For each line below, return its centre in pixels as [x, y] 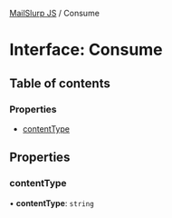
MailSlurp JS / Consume [54, 13]
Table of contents [60, 83]
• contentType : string [52, 203]
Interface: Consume [86, 50]
